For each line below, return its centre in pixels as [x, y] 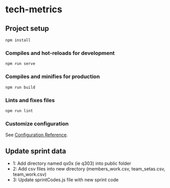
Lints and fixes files [30, 100]
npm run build [20, 87]
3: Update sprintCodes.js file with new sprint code [66, 180]
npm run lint [19, 111]
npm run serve [20, 64]
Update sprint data [36, 151]
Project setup [27, 29]
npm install [18, 40]
